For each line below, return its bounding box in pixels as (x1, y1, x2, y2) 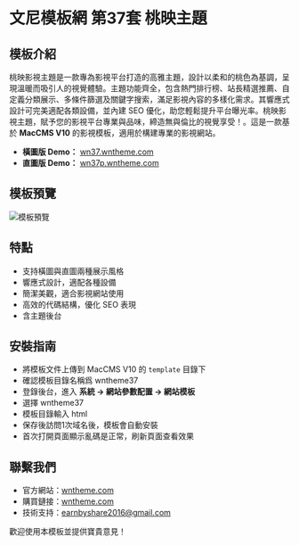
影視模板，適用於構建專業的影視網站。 (79, 128, 221, 138)
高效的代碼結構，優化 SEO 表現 (21, 299, 136, 310)
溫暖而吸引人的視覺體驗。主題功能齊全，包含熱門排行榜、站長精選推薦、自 (16, 83, 290, 94)
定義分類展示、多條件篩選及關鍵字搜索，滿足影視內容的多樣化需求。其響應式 (9, 95, 290, 104)
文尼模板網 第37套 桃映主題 (9, 8, 207, 29)
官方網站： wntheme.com (21, 485, 114, 496)
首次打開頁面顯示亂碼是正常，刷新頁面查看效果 (21, 431, 194, 442)
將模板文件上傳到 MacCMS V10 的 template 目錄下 (21, 364, 206, 375)
